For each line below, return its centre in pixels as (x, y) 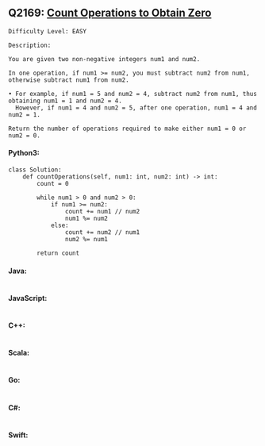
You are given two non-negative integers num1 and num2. (104, 59)
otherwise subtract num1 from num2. (69, 80)
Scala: (19, 353)
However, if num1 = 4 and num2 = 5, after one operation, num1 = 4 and (136, 108)
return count (58, 253)
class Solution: (35, 170)
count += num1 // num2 (102, 212)
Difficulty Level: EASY (48, 31)
